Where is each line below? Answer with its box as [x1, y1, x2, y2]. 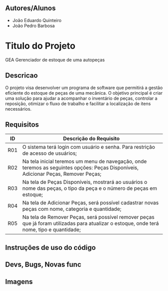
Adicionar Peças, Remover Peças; [22, 170, 101, 177]
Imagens [5, 277, 33, 286]
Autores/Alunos [5, 4, 56, 13]
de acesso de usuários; [22, 150, 77, 157]
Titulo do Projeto [5, 40, 76, 52]
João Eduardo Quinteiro [12, 17, 61, 23]
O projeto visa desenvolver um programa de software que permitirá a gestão [5, 85, 163, 91]
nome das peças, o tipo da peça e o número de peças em [22, 185, 157, 192]
